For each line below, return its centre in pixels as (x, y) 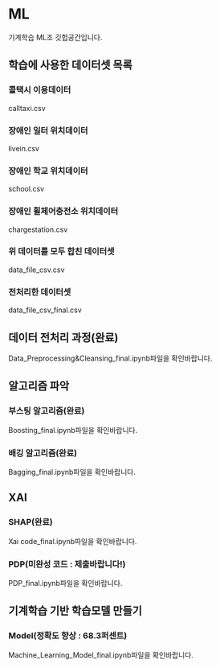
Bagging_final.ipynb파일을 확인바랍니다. (72, 472)
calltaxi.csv (27, 108)
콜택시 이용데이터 (40, 90)
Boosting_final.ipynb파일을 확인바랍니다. (73, 430)
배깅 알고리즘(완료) (43, 453)
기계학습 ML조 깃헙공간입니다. (55, 37)
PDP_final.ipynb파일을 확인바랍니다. (65, 583)
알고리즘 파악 (39, 386)
